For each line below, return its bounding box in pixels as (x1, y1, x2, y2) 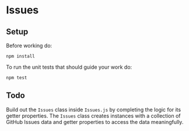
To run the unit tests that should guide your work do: (6, 63, 132, 70)
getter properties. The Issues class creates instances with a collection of (6, 112, 181, 119)
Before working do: (6, 42, 52, 49)
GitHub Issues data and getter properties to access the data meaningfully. (6, 118, 184, 125)
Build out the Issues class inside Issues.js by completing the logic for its (6, 106, 181, 113)
